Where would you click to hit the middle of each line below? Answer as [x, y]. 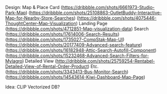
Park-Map [16, 13]
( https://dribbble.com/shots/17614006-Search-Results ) [62, 34]
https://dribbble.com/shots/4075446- [117, 18]
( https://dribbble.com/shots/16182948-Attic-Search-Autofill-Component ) [81, 50]
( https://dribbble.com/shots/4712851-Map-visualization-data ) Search [77, 29]
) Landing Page [92, 23]
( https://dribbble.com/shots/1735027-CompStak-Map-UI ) [65, 39]
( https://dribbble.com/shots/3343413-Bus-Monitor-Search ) [67, 72]
